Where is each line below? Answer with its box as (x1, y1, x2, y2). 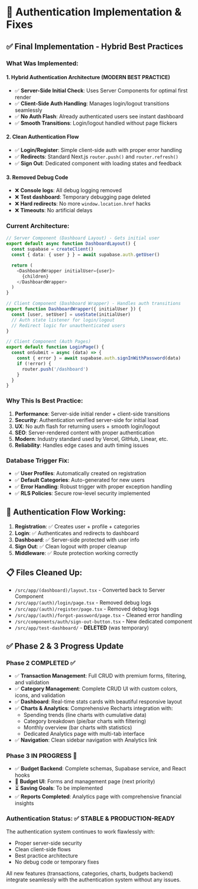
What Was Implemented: (6, 59, 79, 67)
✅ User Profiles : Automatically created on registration (14, 469, 147, 476)
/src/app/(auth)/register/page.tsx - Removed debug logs (14, 605, 160, 612)
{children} (21, 273, 49, 280)
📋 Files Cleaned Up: (6, 567, 83, 578)
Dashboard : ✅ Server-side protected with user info (14, 536, 140, 543)
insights (14, 800, 34, 807)
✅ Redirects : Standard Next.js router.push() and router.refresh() (14, 153, 178, 160)
